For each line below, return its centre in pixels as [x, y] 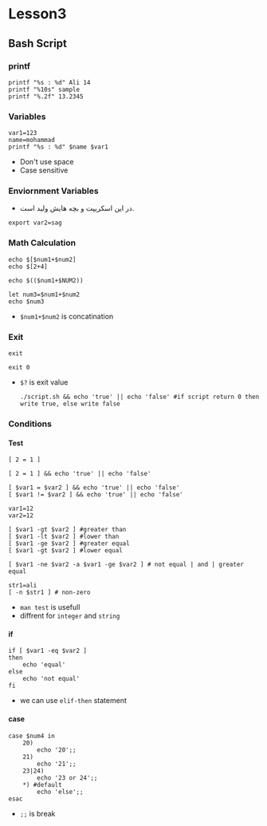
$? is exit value [44, 382]
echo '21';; [57, 764]
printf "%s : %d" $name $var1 [59, 147]
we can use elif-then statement [73, 701]
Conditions [30, 424]
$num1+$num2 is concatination [67, 316]
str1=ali [23, 586]
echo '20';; [57, 750]
